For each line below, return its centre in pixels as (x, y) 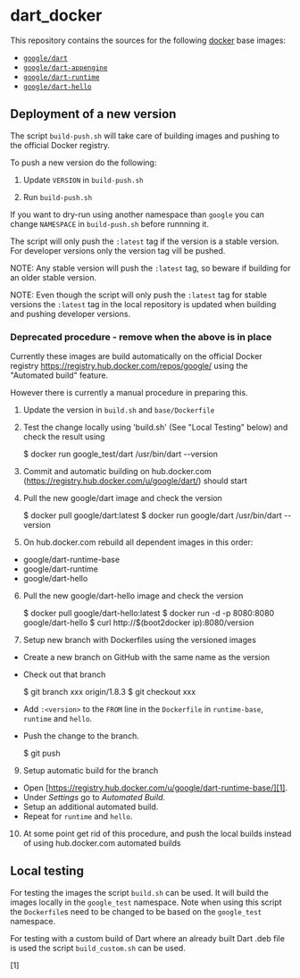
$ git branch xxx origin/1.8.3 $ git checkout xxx (109, 692)
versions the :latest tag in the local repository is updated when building (143, 304)
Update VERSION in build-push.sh (83, 180)
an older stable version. (54, 277)
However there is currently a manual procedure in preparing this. (129, 393)
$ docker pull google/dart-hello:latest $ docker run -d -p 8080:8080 (149, 614)
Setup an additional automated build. (91, 807)
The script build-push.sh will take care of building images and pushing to (145, 136)
